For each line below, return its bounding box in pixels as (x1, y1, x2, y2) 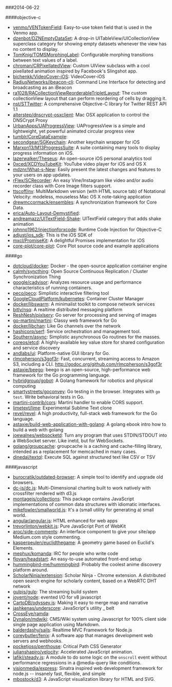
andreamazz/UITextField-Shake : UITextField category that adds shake (12, 215, 162, 222)
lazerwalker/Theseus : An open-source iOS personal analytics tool (12, 155, 152, 161)
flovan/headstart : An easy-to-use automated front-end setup (12, 556, 142, 562)
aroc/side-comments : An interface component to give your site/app (12, 529, 156, 534)
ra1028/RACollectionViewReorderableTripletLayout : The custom (12, 90, 147, 96)
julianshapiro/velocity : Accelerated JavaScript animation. (12, 649, 133, 655)
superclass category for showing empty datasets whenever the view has (12, 41, 167, 47)
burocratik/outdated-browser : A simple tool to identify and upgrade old (12, 474, 163, 480)
